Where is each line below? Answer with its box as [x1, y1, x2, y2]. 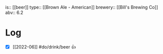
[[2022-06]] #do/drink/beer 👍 [12, 43, 76, 49]
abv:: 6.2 [5, 9, 24, 15]
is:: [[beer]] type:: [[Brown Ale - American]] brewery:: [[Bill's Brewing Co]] [5, 4, 158, 10]
